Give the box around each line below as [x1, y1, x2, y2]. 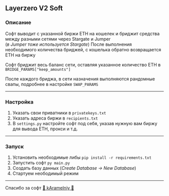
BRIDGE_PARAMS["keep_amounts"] [5, 67, 71, 72]
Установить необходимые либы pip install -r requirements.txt [12, 154, 152, 160]
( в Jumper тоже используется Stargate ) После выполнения [5, 41, 132, 47]
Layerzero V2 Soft [5, 4, 63, 13]
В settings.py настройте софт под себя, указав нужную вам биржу [12, 120, 157, 126]
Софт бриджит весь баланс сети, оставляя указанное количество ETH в [5, 61, 161, 67]
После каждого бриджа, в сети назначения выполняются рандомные [5, 75, 155, 82]
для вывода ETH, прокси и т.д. [12, 126, 78, 132]
